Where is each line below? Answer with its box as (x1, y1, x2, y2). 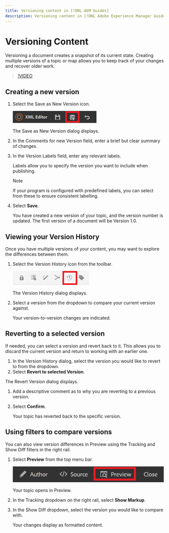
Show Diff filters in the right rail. (5, 446, 71, 452)
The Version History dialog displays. (12, 290, 88, 296)
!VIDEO (17, 73, 33, 79)
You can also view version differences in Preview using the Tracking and (5, 441, 155, 447)
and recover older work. (5, 63, 55, 69)
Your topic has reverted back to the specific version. (12, 413, 122, 419)
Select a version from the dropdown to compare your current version (12, 300, 155, 306)
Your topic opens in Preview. (12, 487, 72, 494)
